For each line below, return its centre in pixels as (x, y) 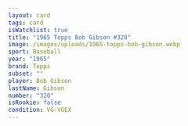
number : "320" (31, 95)
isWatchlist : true (38, 30)
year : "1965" (29, 59)
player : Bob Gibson (40, 81)
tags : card (26, 23)
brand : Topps (29, 67)
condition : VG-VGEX (40, 110)
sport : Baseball (34, 52)
